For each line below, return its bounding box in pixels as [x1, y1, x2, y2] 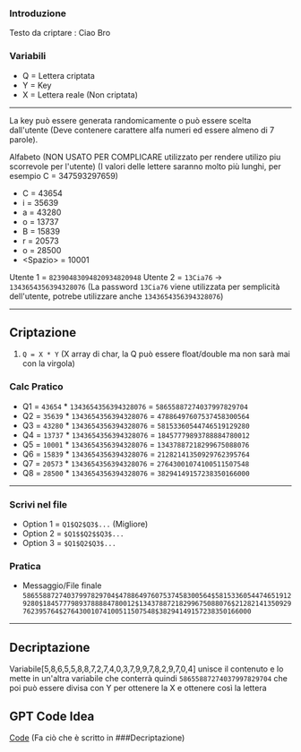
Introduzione [9, 7, 67, 20]
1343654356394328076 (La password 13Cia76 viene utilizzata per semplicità [9, 281, 280, 292]
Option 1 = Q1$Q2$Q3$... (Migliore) [21, 518, 149, 529]
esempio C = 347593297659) [9, 170, 119, 181]
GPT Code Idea [9, 708, 95, 723]
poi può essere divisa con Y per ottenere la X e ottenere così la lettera [9, 683, 267, 694]
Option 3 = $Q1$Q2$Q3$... [21, 538, 116, 548]
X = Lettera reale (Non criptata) [21, 89, 139, 100]
